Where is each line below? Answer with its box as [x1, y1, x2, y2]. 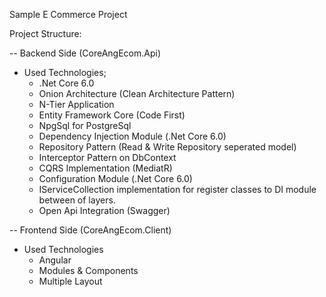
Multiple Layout [38, 275, 103, 287]
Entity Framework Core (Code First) [38, 109, 186, 121]
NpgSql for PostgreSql [38, 120, 132, 131]
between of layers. [38, 194, 116, 206]
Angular [38, 254, 72, 266]
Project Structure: [9, 28, 82, 39]
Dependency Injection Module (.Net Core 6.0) [38, 130, 227, 142]
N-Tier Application [38, 99, 115, 110]
